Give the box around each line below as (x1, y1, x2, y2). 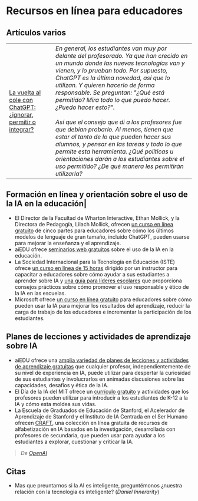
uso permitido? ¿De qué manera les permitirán (55, 162, 184, 170)
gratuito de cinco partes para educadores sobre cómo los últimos (14, 227, 174, 234)
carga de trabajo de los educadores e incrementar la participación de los (14, 308, 192, 315)
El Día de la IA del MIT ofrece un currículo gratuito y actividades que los (14, 388, 189, 395)
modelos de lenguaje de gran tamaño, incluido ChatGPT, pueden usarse (14, 233, 190, 240)
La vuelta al (9, 88, 41, 97)
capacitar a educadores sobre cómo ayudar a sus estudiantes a (14, 271, 170, 278)
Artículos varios (6, 28, 67, 38)
